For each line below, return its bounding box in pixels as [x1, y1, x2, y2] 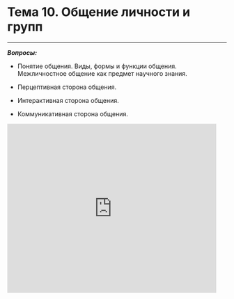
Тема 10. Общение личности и [7, 4, 190, 20]
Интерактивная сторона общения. [17, 96, 120, 104]
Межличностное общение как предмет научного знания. [17, 69, 188, 77]
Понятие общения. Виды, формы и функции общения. [17, 62, 178, 70]
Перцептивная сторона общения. [17, 83, 117, 91]
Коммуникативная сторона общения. [17, 109, 129, 118]
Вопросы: [7, 48, 38, 56]
